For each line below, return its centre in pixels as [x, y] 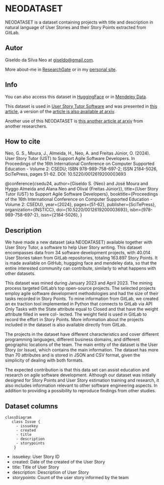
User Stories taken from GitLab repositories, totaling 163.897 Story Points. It [81, 258]
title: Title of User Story [36, 467]
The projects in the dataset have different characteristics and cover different [82, 334]
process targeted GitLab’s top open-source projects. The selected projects [80, 288]
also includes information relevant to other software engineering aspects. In [81, 385]
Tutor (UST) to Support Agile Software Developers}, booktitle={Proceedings [82, 194]
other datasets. [20, 273]
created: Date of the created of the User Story [59, 462]
